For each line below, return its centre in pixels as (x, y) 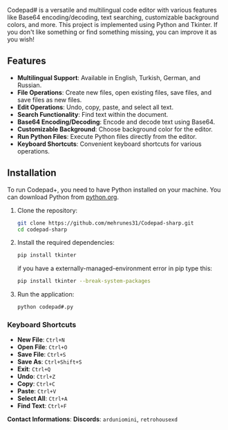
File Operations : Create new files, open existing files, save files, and (114, 92)
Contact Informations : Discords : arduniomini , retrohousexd (93, 419)
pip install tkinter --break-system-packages (84, 281)
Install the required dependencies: (66, 243)
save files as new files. (49, 100)
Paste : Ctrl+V (37, 391)
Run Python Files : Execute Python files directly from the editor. (107, 136)
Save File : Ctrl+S (41, 355)
